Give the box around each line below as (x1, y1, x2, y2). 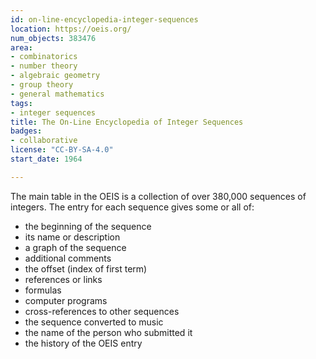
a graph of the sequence (24, 241, 127, 253)
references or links (24, 273, 103, 285)
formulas (24, 284, 62, 296)
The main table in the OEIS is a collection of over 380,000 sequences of (10, 190, 307, 202)
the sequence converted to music (24, 316, 164, 328)
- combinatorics (10, 52, 78, 62)
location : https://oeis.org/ (10, 24, 132, 34)
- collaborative (10, 136, 78, 146)
